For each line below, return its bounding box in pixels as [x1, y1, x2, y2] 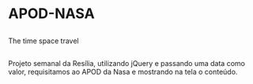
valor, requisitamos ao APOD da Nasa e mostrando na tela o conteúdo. [8, 67, 238, 76]
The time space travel [8, 36, 79, 46]
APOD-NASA [8, 5, 95, 23]
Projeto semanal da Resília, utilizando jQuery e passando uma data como [8, 58, 245, 68]
